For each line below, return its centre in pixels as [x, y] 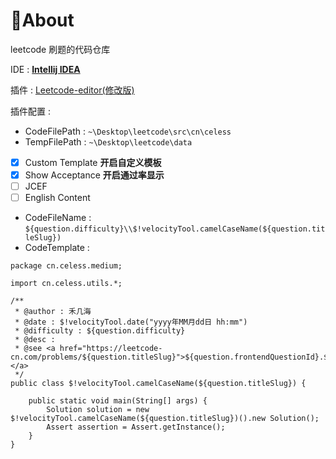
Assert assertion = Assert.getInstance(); [136, 427]
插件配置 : [30, 111]
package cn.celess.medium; [66, 266]
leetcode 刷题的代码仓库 [60, 49]
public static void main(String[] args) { [118, 401]
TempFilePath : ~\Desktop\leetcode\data [108, 141]
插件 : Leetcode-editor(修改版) [72, 90]
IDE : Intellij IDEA [45, 69]
